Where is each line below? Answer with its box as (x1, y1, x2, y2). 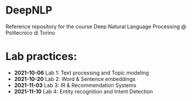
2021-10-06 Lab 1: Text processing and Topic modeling (14, 69, 150, 76)
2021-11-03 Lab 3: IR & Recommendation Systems (14, 82, 137, 89)
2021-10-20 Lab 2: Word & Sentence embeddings (14, 75, 136, 82)
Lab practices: (5, 50, 77, 63)
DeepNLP (5, 4, 52, 17)
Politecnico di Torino (5, 29, 55, 36)
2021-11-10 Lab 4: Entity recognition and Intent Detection (14, 87, 154, 95)
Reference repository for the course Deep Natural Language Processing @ (5, 23, 187, 30)
